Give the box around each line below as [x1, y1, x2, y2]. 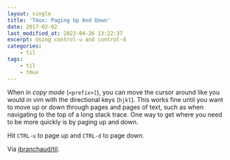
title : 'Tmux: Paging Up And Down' [7, 17, 111, 24]
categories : [7, 43, 42, 50]
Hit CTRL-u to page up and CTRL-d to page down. [7, 131, 145, 140]
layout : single [7, 10, 52, 17]
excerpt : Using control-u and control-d [7, 36, 127, 43]
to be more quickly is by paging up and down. [7, 117, 139, 126]
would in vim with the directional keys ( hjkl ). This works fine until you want [7, 95, 224, 103]
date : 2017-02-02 [7, 23, 58, 30]
